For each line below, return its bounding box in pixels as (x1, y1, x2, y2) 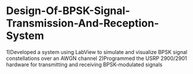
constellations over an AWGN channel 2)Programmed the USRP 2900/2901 (6, 55, 188, 62)
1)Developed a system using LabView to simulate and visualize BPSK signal (6, 48, 188, 55)
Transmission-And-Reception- (6, 16, 160, 30)
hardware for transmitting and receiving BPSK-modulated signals (6, 60, 162, 68)
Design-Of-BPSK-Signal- (6, 4, 130, 18)
